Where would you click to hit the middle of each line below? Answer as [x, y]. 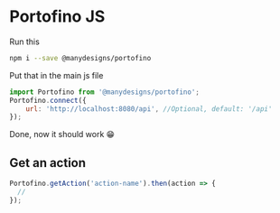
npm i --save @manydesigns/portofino [80, 58]
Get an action [48, 163]
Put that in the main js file [56, 75]
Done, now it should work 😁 [62, 134]
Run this [25, 42]
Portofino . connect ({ [48, 100]
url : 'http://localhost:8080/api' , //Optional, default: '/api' [149, 109]
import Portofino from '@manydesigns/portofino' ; [105, 92]
